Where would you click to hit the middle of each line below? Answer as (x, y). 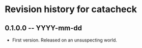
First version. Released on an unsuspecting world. (65, 40)
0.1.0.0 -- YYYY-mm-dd (44, 28)
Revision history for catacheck (71, 9)
